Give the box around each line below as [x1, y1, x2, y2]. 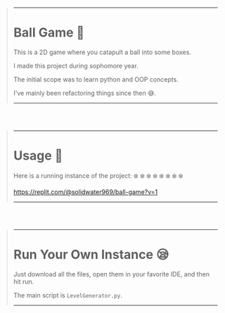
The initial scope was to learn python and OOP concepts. [13, 75, 179, 84]
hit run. [13, 277, 34, 286]
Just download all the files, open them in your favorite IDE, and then [13, 269, 210, 278]
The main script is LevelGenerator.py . [13, 290, 122, 299]
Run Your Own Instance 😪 [13, 247, 169, 263]
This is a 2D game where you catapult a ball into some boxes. [13, 48, 191, 56]
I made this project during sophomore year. [13, 61, 139, 70]
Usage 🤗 [13, 148, 63, 164]
